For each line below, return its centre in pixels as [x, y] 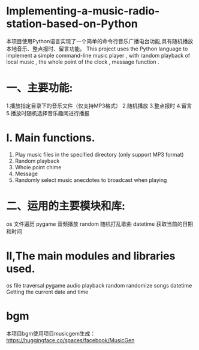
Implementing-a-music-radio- [83, 11]
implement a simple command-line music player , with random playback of [98, 55]
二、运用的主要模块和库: [66, 206]
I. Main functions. [51, 138]
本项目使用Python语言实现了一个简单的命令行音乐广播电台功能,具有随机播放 [100, 41]
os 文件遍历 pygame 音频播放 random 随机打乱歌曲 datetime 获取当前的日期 [100, 224]
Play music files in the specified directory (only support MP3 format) [99, 154]
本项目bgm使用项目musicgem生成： [51, 333]
